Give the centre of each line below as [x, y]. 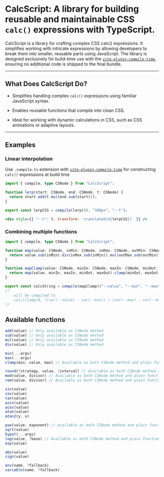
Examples [20, 145]
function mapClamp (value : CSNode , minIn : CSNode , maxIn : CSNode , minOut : [82, 269]
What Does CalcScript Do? [46, 84]
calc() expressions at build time [37, 175]
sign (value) [17, 457]
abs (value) [16, 452]
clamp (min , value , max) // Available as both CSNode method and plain [78, 362]
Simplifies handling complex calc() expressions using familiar [74, 96]
